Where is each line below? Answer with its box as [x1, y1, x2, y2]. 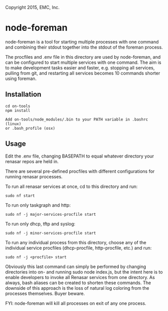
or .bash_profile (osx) [5, 126, 56, 131]
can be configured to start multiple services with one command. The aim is [5, 59, 161, 65]
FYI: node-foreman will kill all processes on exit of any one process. [5, 300, 147, 306]
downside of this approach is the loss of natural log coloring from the [5, 285, 149, 291]
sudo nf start [5, 193, 35, 198]
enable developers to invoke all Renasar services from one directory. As [5, 274, 155, 280]
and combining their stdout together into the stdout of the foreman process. [5, 44, 163, 50]
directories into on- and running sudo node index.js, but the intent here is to [5, 268, 163, 275]
